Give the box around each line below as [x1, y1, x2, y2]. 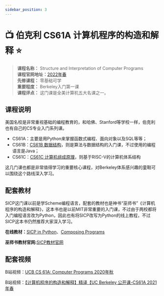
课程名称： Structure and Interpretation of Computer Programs [17, 65, 143, 71]
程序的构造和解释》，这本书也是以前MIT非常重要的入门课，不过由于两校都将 [5, 206, 157, 212]
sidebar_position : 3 [5, 7, 47, 12]
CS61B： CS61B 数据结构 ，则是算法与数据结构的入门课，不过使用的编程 [12, 142, 156, 148]
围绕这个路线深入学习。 [9, 171, 57, 177]
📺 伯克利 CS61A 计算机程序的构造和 [5, 30, 151, 41]
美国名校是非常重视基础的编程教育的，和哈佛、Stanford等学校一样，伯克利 [5, 119, 156, 125]
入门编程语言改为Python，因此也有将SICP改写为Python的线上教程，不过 [5, 212, 151, 218]
